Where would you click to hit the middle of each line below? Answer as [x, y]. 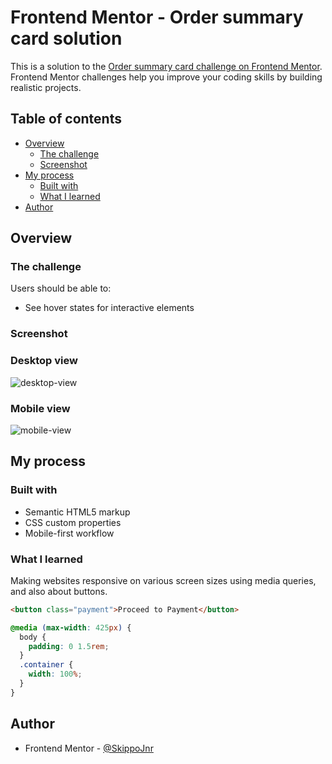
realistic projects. [46, 87]
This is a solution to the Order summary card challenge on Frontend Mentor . [166, 66]
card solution [66, 38]
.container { [46, 665]
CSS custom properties [73, 522]
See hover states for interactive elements [109, 308]
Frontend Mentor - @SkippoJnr [89, 748]
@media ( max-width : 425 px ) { [71, 627]
